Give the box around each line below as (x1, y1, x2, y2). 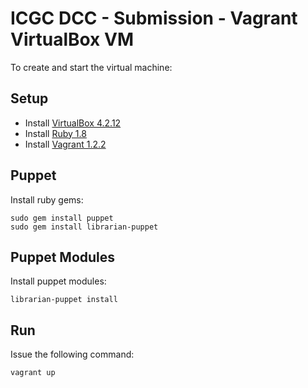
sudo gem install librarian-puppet (10, 222, 159, 232)
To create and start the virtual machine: (10, 61, 173, 73)
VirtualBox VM (10, 28, 134, 51)
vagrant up (10, 368, 56, 378)
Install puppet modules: (10, 275, 107, 287)
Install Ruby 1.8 (24, 127, 87, 139)
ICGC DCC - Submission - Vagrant (10, 7, 298, 30)
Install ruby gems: (10, 193, 84, 206)
